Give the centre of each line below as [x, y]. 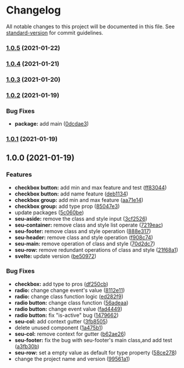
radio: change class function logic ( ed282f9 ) [69, 296]
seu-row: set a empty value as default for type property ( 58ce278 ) [96, 352]
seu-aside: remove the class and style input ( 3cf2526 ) [81, 218]
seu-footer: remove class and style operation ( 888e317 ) [83, 231]
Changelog [34, 10]
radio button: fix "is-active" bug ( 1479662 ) [66, 315]
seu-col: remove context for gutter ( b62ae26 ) [70, 334]
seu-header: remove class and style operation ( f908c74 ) [84, 237]
